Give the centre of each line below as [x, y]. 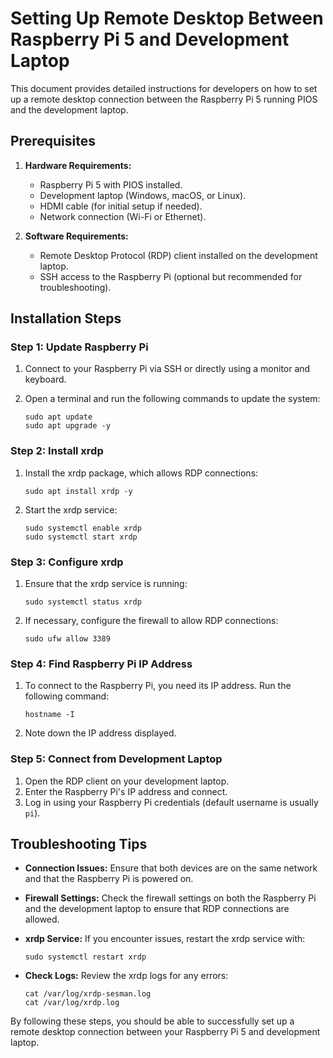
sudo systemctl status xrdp [83, 602]
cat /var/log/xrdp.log [72, 1003]
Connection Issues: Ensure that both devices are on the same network [171, 868]
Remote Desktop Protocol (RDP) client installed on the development [178, 255]
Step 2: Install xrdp [57, 451]
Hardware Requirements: [78, 165]
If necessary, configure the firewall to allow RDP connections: [151, 621]
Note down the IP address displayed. [100, 733]
